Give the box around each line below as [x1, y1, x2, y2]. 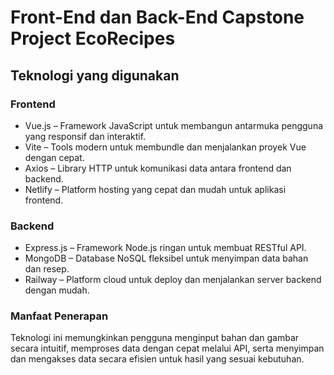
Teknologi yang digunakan [10, 67, 180, 84]
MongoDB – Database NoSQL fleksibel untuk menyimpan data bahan [24, 252, 309, 265]
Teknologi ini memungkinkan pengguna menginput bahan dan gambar [10, 332, 300, 344]
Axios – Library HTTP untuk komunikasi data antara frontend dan [24, 162, 292, 174]
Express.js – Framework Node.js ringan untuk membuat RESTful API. [24, 242, 307, 254]
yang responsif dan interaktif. [24, 130, 147, 142]
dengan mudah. [24, 284, 90, 296]
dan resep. [24, 263, 70, 275]
